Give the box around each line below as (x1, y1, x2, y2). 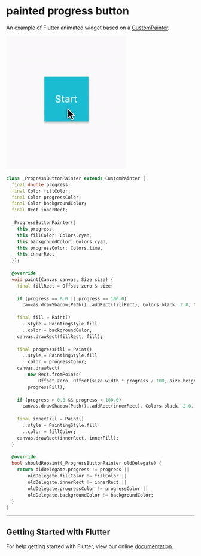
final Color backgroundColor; (11, 201, 87, 207)
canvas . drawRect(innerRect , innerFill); (17, 435, 119, 441)
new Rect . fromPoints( (28, 372, 82, 378)
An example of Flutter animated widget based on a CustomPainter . (6, 24, 170, 31)
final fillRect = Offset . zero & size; (17, 283, 114, 289)
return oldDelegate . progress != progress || (17, 467, 130, 473)
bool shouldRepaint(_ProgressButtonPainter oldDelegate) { (11, 461, 162, 467)
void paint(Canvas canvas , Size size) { (11, 276, 114, 283)
